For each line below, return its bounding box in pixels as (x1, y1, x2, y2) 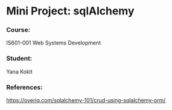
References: (6, 83, 43, 91)
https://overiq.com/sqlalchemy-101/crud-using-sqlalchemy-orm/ (6, 97, 166, 104)
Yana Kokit (6, 68, 33, 75)
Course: (6, 26, 31, 34)
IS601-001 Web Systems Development (6, 39, 101, 46)
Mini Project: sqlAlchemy (6, 4, 135, 18)
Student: (6, 54, 32, 63)
